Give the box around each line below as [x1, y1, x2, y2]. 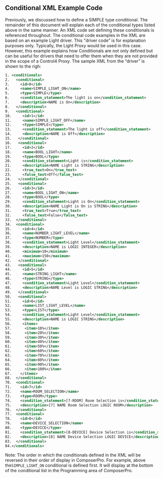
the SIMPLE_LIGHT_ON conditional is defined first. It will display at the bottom [5, 462, 154, 468]
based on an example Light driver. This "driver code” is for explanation [5, 37, 146, 43]
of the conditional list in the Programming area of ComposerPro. [5, 468, 133, 474]
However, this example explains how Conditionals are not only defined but [5, 48, 153, 53]
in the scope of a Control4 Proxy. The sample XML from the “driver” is [5, 58, 145, 64]
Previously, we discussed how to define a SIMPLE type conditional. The [5, 17, 148, 22]
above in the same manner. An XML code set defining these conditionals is [5, 27, 154, 33]
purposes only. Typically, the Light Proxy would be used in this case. [5, 42, 142, 48]
